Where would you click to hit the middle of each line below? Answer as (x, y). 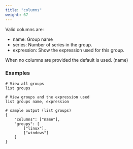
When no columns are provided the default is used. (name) (67, 60)
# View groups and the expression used (47, 97)
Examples (18, 73)
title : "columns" (24, 10)
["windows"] (36, 133)
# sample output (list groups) (38, 110)
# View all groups (25, 84)
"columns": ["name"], (37, 119)
